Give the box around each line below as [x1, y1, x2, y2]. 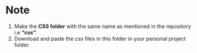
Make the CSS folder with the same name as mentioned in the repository [14, 23, 191, 30]
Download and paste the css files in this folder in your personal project [14, 35, 186, 42]
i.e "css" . [14, 29, 38, 36]
